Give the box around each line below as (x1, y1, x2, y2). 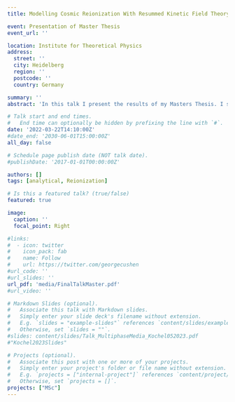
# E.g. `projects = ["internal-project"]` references (7, 371, 173, 379)
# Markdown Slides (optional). (7, 300, 99, 307)
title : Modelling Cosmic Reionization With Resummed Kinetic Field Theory (7, 10, 230, 18)
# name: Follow (7, 255, 61, 262)
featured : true (7, 197, 52, 204)
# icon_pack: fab (7, 248, 68, 255)
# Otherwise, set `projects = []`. (7, 378, 117, 385)
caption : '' (13, 215, 49, 223)
